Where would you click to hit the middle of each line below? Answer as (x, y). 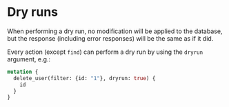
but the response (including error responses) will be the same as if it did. (110, 38)
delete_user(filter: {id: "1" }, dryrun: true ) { (84, 78)
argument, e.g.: (29, 59)
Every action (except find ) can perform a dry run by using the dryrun (105, 52)
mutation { (23, 72)
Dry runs (33, 12)
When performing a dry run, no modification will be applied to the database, (115, 31)
